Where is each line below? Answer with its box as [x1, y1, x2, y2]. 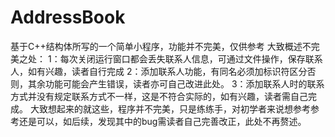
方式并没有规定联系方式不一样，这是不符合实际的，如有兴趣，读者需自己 [10, 90, 308, 102]
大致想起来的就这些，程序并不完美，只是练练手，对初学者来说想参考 [29, 102, 311, 115]
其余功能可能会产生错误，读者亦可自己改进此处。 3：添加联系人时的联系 [27, 77, 325, 90]
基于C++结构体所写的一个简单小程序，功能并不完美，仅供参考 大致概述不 [10, 40, 312, 52]
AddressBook [10, 6, 126, 29]
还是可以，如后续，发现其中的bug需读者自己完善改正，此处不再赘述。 [18, 115, 307, 127]
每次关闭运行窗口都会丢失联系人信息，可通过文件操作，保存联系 [59, 52, 323, 65]
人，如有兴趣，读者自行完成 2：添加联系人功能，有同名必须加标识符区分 [10, 65, 308, 77]
